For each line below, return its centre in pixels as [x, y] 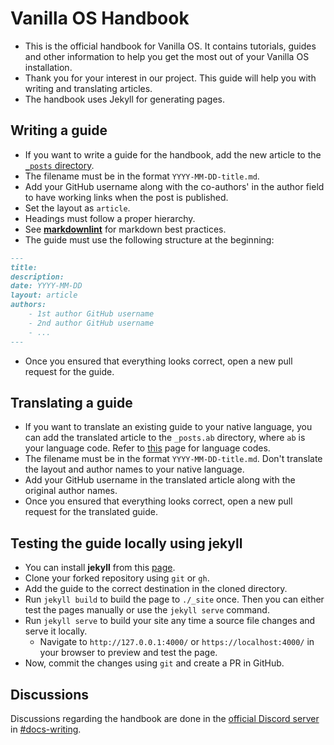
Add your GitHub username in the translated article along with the [160, 480]
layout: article [44, 295]
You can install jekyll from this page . [100, 568]
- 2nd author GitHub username [91, 323]
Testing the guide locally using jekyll [126, 543]
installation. [48, 67]
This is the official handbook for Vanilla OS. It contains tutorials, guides [170, 46]
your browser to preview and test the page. [128, 653]
